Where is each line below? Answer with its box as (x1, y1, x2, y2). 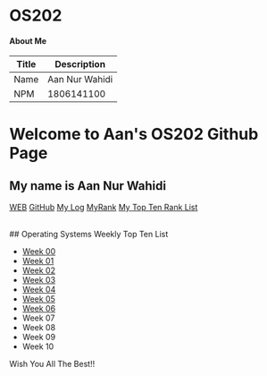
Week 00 (21, 246, 56, 257)
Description (54, 58, 105, 71)
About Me (9, 35, 47, 46)
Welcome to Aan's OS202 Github (9, 124, 259, 144)
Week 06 (21, 303, 56, 314)
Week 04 (21, 284, 56, 295)
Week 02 (21, 265, 56, 276)
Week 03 (21, 275, 56, 286)
